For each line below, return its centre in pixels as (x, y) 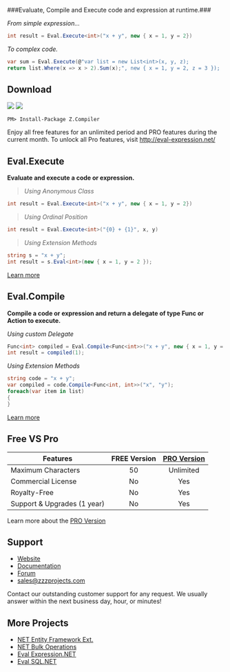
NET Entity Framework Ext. (55, 640)
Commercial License (44, 481)
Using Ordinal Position (56, 217)
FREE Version (134, 459)
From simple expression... (44, 23)
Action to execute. (34, 320)
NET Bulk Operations (47, 647)
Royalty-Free (32, 492)
